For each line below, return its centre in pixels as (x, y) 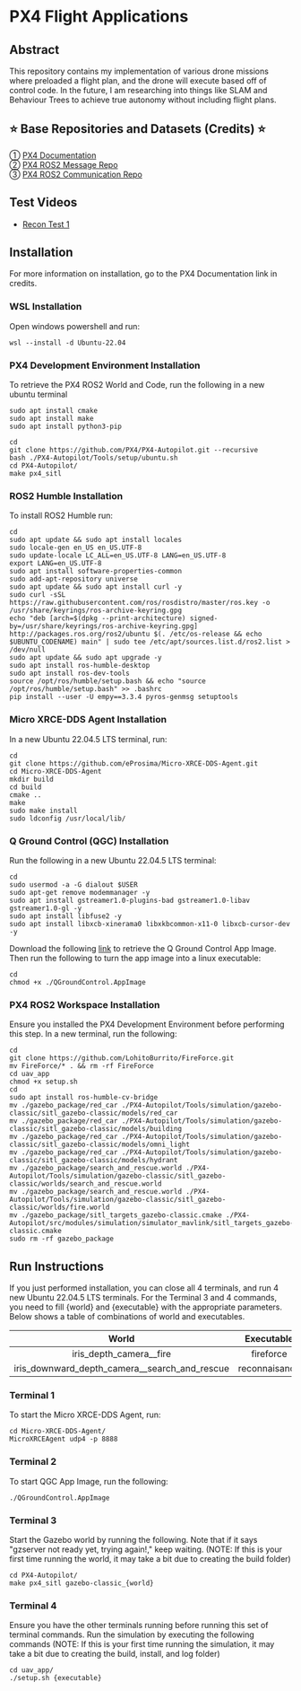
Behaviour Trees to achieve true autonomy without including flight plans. (143, 100)
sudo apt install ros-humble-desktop (80, 666)
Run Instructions (57, 1266)
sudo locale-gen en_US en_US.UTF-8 (76, 548)
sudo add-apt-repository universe (74, 579)
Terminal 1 (32, 1395)
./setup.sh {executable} (56, 1678)
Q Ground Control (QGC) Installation (89, 841)
